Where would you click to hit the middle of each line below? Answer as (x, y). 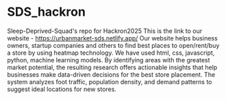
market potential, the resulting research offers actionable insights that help (112, 67)
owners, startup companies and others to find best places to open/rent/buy (113, 45)
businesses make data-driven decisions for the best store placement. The (111, 74)
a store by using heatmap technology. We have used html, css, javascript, (111, 53)
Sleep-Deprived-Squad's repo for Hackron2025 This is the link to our (105, 31)
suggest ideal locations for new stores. (62, 89)
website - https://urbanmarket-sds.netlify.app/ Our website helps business (112, 38)
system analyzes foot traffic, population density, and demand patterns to (110, 82)
